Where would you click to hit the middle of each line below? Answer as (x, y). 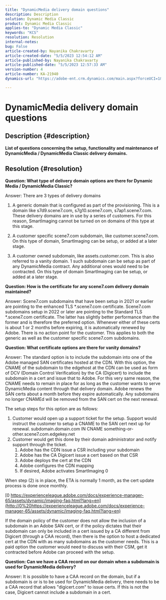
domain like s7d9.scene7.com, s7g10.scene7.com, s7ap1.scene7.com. (82, 210)
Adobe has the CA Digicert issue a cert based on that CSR (79, 455)
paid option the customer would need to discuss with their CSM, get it (76, 547)
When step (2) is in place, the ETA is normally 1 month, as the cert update (80, 480)
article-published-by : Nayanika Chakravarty (52, 60)
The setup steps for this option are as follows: (52, 409)
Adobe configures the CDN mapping (57, 466)
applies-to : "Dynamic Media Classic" (44, 28)
